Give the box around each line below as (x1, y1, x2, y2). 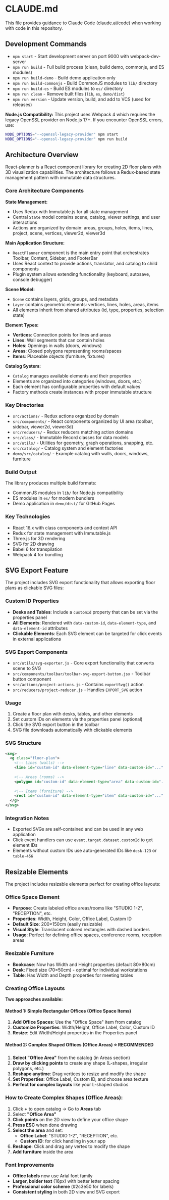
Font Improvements (5, 1161, 54, 1168)
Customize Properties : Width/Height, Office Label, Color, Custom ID (12, 1024, 155, 1031)
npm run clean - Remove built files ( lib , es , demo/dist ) (12, 90, 125, 97)
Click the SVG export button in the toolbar (12, 722, 99, 728)
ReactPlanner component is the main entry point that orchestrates (12, 250, 149, 256)
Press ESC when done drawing (12, 1122, 78, 1128)
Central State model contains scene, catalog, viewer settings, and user (12, 214, 160, 220)
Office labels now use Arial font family (12, 1173, 93, 1179)
